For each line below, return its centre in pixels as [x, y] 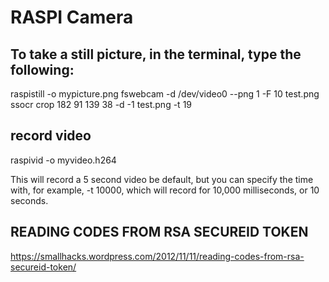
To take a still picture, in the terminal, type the [156, 54]
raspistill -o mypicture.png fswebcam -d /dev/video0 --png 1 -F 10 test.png [165, 94]
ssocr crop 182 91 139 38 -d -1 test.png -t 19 [101, 104]
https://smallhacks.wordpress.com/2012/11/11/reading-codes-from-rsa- [157, 256]
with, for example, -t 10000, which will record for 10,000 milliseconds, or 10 [165, 190]
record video [51, 136]
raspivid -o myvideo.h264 [63, 160]
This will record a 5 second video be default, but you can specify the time [162, 179]
